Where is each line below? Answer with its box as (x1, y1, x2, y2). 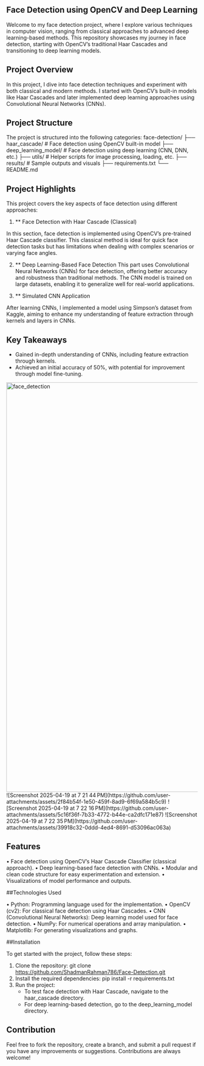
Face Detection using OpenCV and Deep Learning (6, 5, 198, 15)
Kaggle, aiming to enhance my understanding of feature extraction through (6, 310, 194, 318)
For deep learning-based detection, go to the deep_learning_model (24, 1000, 192, 1008)
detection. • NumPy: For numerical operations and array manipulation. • (6, 920, 186, 927)
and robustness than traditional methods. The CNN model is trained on (15, 274, 192, 282)
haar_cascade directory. (24, 994, 85, 1002)
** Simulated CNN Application (15, 292, 90, 300)
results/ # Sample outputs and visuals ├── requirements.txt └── (6, 159, 169, 167)
